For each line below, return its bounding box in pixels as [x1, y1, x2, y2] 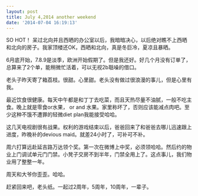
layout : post [6, 8, 38, 15]
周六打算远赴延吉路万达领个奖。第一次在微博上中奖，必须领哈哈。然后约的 [6, 143, 187, 151]
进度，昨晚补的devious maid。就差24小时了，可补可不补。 [6, 131, 148, 138]
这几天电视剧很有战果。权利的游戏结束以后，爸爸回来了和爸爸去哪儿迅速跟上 [6, 123, 192, 130]
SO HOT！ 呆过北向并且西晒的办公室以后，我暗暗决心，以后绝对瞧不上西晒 [6, 37, 187, 44]
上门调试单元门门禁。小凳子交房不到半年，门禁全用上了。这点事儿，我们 [11, 151, 187, 158]
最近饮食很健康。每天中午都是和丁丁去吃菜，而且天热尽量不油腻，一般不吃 [6, 96, 187, 103]
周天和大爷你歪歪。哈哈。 [6, 171, 68, 178]
